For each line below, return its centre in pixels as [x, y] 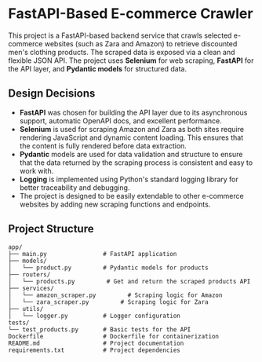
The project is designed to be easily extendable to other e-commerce [132, 196]
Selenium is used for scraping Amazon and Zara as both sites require [132, 129]
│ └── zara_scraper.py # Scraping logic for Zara [109, 302]
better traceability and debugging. [75, 187]
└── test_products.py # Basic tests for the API [100, 329]
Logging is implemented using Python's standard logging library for [129, 179]
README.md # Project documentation [96, 343]
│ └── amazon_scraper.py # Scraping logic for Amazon [115, 295]
